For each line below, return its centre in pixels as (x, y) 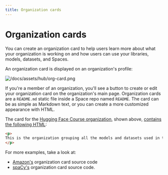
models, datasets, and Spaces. (37, 59)
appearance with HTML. (30, 109)
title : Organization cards (33, 10)
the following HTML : (26, 124)
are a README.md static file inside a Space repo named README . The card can (82, 98)
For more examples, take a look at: (41, 152)
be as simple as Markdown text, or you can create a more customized (77, 104)
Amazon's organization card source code (55, 162)
